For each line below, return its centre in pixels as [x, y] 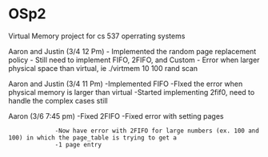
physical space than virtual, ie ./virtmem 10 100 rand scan [103, 68]
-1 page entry [78, 144]
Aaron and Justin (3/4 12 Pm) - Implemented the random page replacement [132, 51]
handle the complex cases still [58, 100]
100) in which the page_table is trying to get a [93, 137]
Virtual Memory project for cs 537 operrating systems [97, 36]
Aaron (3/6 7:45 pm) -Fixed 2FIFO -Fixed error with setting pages [116, 116]
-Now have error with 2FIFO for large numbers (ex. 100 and [157, 131]
